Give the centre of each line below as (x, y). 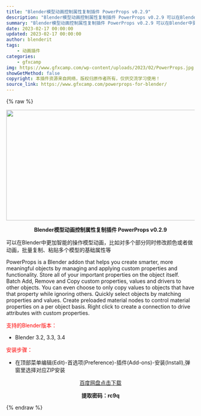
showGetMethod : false (33, 73)
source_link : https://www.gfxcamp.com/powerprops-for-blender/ (87, 85)
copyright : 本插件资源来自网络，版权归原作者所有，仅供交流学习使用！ (83, 79)
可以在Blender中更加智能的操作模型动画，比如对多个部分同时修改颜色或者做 (100, 243)
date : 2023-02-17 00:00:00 (40, 29)
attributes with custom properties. (48, 313)
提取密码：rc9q (100, 396)
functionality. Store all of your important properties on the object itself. (93, 275)
